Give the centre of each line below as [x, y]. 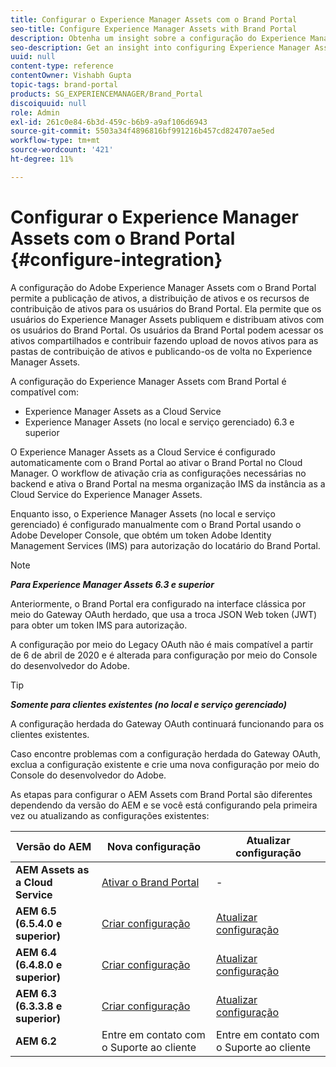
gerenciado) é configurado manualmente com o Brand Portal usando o [156, 524]
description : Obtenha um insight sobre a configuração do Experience [158, 38]
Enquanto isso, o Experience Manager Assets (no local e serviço [143, 513]
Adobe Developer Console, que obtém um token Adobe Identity [141, 535]
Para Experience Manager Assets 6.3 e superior [112, 584]
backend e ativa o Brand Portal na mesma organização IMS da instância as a [168, 483]
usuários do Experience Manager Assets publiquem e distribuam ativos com [167, 319]
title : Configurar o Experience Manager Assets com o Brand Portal [154, 19]
